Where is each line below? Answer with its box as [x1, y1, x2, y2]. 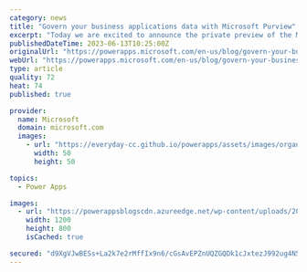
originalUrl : [9, 47, 59, 57]
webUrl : [9, 56, 39, 65]
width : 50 [33, 149, 71, 158]
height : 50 [33, 157, 76, 166]
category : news [9, 13, 68, 23]
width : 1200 [26, 215, 71, 225]
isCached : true [26, 233, 84, 242]
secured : [9, 248, 43, 258]
